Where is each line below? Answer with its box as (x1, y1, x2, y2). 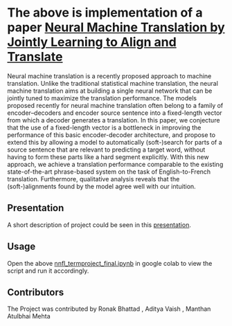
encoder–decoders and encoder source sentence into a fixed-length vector (7, 109, 223, 117)
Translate (7, 49, 63, 65)
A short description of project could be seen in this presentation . (7, 220, 192, 229)
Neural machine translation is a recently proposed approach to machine (7, 71, 212, 80)
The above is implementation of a (7, 5, 203, 21)
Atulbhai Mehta (7, 312, 51, 320)
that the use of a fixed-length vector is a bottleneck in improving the (7, 123, 202, 132)
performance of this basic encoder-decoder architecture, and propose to (7, 130, 216, 139)
